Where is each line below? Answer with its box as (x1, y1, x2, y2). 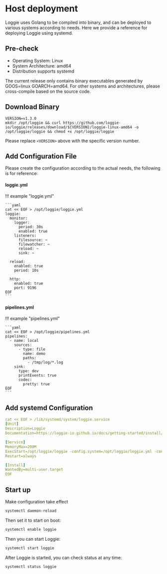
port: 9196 (14, 285, 37, 290)
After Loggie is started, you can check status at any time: (5, 555, 122, 561)
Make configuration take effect (5, 499, 69, 505)
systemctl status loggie (5, 564, 57, 569)
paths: (23, 355, 37, 360)
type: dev (18, 368, 39, 373)
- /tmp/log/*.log (27, 360, 64, 365)
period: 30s (18, 224, 43, 229)
